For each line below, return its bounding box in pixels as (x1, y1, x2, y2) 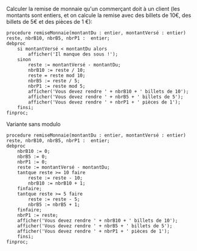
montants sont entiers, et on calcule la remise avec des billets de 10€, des (6, 12, 192, 19)
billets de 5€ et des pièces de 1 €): (6, 18, 93, 25)
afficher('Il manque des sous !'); (28, 51, 119, 57)
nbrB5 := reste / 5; (28, 78, 80, 84)
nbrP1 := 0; (17, 159, 47, 165)
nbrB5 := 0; (17, 154, 47, 160)
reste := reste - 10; (28, 175, 83, 181)
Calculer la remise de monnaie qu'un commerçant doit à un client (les (6, 5, 181, 12)
